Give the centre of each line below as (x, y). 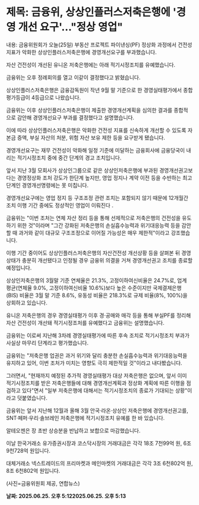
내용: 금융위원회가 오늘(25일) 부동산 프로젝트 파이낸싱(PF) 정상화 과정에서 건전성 (99, 45)
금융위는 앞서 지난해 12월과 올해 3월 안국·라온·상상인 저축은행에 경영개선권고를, (97, 410)
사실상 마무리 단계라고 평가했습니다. (47, 343)
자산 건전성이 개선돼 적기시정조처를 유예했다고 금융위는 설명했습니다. (85, 322)
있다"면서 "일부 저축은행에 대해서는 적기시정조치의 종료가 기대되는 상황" (105, 390)
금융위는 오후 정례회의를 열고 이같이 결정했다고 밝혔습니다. (73, 77)
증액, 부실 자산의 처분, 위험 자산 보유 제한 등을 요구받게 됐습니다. (91, 137)
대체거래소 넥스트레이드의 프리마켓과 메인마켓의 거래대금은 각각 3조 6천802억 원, (99, 463)
